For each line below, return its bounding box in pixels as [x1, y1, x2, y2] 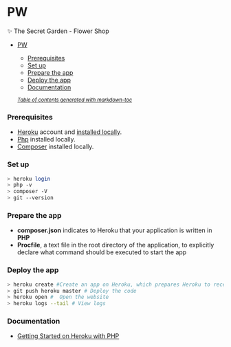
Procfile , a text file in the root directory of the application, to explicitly [16, 241, 214, 249]
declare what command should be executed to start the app [16, 248, 187, 256]
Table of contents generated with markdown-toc [16, 96, 133, 103]
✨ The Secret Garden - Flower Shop [7, 27, 110, 35]
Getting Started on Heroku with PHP [16, 332, 120, 340]
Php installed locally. [16, 135, 76, 144]
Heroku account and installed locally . [16, 128, 122, 136]
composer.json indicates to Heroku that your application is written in [16, 226, 212, 234]
